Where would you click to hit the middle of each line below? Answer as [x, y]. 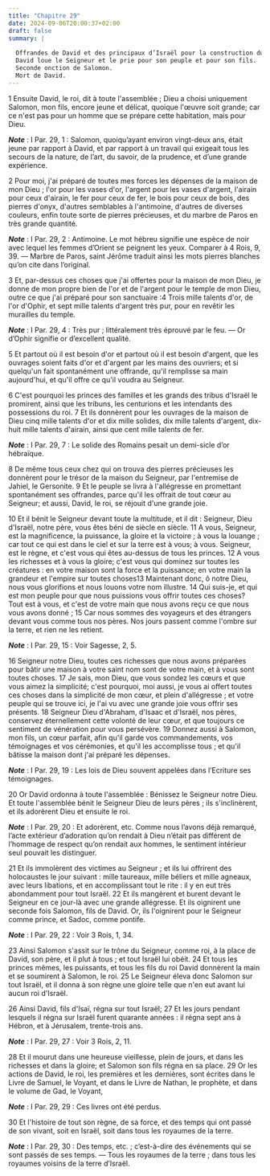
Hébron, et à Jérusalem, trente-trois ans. [76, 1026]
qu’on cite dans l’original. [49, 264]
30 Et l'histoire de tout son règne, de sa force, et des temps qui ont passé [130, 1122]
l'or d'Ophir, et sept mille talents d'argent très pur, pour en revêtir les [122, 305]
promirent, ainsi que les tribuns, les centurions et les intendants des [121, 403]
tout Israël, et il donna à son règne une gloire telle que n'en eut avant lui [127, 984]
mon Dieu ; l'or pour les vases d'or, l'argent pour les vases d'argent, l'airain [133, 189]
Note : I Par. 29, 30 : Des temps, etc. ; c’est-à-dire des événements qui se [130, 1146]
